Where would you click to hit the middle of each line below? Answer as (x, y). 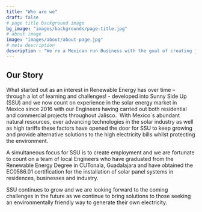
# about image (24, 34)
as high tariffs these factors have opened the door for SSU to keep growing (99, 128)
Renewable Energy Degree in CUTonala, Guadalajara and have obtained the (100, 165)
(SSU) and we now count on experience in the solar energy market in (92, 102)
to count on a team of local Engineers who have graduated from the (90, 159)
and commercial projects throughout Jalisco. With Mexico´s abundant (93, 115)
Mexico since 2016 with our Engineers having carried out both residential (97, 109)
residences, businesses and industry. (52, 178)
